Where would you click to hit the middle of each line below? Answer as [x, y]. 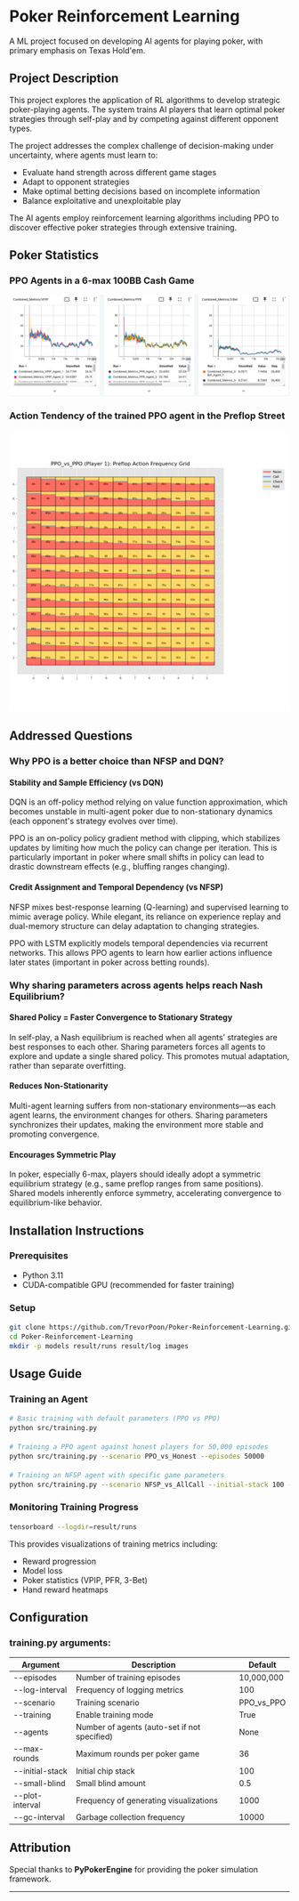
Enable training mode [114, 1714]
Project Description [64, 79]
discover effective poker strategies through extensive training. [123, 227]
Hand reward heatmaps [65, 1590]
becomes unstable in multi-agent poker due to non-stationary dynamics [141, 812]
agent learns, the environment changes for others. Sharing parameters [139, 1115]
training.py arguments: [60, 1642]
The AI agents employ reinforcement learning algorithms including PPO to [144, 218]
